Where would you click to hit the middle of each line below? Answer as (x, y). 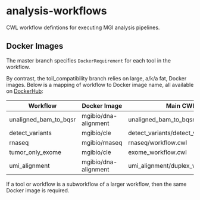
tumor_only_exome (35, 152)
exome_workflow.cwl (157, 152)
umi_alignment (29, 165)
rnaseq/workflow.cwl (157, 142)
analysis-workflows (57, 11)
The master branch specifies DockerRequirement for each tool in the (89, 60)
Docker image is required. (38, 190)
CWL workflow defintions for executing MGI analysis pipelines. (83, 27)
